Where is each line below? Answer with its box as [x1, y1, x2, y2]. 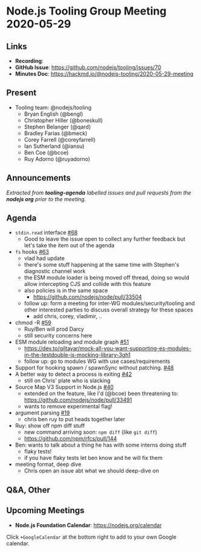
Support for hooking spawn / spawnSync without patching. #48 [15, 364, 174, 371]
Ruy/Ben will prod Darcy [24, 325, 85, 333]
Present [6, 88, 37, 98]
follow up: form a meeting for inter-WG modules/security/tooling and [24, 300, 195, 307]
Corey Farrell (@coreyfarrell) [24, 136, 96, 143]
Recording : [15, 58, 44, 64]
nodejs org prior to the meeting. [6, 195, 87, 202]
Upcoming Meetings [6, 505, 85, 516]
